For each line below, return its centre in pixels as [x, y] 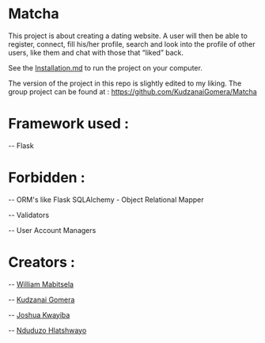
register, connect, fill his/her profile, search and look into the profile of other [132, 44]
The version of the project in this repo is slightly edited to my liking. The [125, 83]
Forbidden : [47, 178]
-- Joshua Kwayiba [39, 314]
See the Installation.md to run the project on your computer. [106, 67]
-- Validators [29, 215]
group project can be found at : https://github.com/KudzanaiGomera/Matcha [132, 91]
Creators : [42, 262]
